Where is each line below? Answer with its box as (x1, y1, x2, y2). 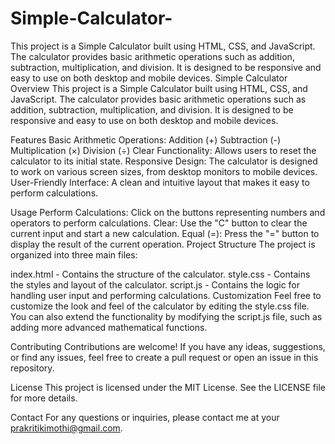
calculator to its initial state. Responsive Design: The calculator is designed (10, 155, 318, 167)
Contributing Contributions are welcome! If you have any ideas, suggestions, (10, 340, 326, 352)
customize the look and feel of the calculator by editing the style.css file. (10, 300, 310, 312)
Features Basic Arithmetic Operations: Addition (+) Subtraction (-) (10, 133, 282, 146)
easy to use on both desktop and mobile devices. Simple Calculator (10, 72, 288, 84)
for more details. (10, 392, 78, 404)
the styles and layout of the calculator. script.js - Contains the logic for (10, 278, 301, 291)
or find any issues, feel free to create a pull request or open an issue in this (10, 351, 319, 363)
